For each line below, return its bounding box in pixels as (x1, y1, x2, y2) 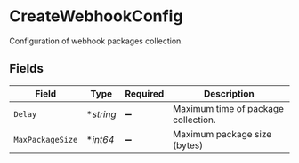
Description (203, 87, 255, 99)
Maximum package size (172, 128, 272, 140)
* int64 (85, 133, 115, 145)
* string (85, 108, 117, 120)
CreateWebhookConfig (9, 6, 183, 27)
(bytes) (172, 139, 204, 151)
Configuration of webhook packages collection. (9, 35, 184, 46)
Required (124, 87, 165, 99)
